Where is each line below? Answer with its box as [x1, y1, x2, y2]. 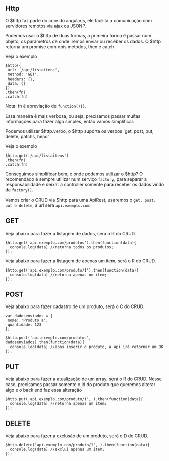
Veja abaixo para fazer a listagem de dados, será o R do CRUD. [5, 230, 136, 236]
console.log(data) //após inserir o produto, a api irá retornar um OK [10, 344, 164, 350]
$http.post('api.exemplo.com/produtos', [5, 335, 92, 341]
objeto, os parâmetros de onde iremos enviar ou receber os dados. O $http [5, 38, 161, 44]
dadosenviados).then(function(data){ [5, 340, 85, 345]
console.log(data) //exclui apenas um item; [10, 447, 105, 452]
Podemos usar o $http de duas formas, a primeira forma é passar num [5, 32, 151, 39]
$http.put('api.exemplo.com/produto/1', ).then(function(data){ [5, 397, 143, 402]
